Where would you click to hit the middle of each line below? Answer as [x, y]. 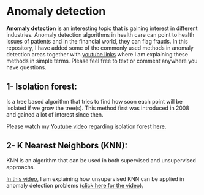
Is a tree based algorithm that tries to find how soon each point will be [94, 101]
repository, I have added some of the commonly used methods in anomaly [100, 48]
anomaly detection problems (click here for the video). [75, 185]
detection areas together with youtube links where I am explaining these [97, 54]
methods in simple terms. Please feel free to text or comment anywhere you [102, 61]
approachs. [21, 167]
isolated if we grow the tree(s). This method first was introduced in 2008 [98, 108]
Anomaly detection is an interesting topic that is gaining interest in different [102, 28]
